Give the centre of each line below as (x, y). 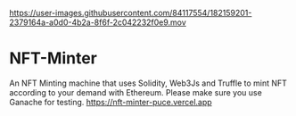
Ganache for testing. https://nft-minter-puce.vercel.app (111, 102)
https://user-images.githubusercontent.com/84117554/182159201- (131, 13)
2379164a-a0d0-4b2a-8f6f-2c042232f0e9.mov (98, 22)
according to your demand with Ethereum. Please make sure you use (136, 92)
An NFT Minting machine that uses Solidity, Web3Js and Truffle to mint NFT (148, 83)
